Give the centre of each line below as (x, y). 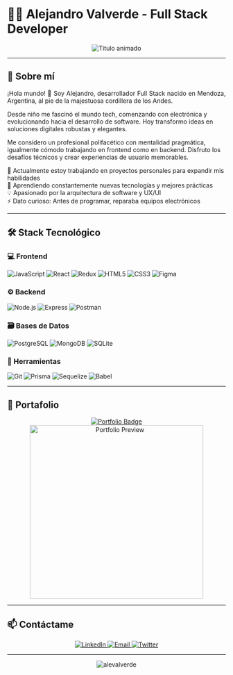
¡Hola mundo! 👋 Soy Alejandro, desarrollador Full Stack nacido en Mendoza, (116, 93)
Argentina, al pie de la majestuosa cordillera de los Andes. (90, 101)
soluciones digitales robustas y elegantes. (67, 128)
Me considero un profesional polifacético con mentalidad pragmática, (106, 142)
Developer (37, 29)
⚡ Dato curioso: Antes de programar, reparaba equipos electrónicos (104, 201)
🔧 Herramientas (34, 361)
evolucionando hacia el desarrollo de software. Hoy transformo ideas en (110, 122)
